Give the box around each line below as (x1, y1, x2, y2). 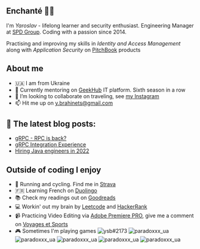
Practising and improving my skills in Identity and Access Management (6, 40, 181, 47)
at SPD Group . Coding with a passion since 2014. (6, 28, 127, 35)
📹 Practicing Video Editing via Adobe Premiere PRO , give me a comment (14, 212, 194, 219)
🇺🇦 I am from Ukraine (14, 79, 70, 87)
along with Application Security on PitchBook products (6, 46, 141, 53)
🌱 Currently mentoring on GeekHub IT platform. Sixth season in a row (14, 86, 186, 93)
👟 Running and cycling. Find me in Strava (14, 181, 116, 188)
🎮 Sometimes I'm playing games (14, 227, 97, 235)
